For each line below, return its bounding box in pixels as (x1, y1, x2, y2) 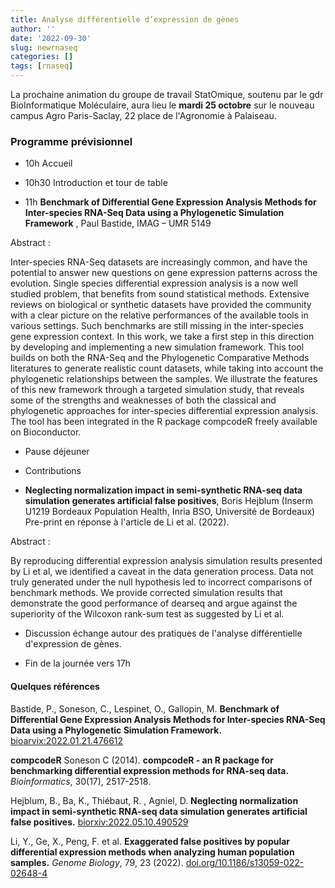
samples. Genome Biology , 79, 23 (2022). (10, 856, 184, 868)
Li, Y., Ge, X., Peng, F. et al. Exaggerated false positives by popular (10, 835, 291, 847)
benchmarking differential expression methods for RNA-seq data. (10, 764, 290, 776)
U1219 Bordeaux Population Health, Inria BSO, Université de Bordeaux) (24, 506, 316, 518)
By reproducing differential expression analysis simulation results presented (10, 555, 323, 567)
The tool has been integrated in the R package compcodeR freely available (10, 416, 318, 428)
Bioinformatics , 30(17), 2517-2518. (10, 775, 152, 787)
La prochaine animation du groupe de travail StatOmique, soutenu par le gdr (10, 89, 324, 100)
